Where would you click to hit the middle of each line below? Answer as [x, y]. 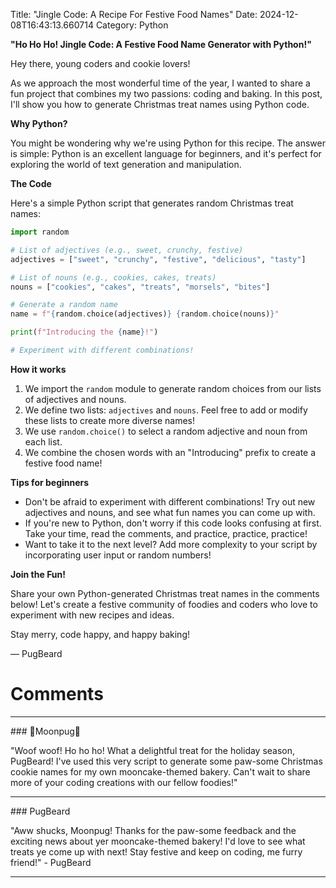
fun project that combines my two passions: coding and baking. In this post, [166, 93]
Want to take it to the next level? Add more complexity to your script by [171, 544]
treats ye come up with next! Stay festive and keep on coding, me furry [156, 851]
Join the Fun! [38, 574]
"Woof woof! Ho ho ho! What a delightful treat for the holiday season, [153, 750]
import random [40, 232]
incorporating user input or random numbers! [118, 555]
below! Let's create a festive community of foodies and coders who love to [164, 604]
